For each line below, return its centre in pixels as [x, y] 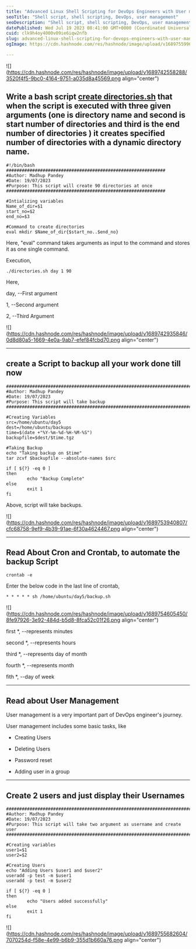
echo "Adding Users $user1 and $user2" [55, 871]
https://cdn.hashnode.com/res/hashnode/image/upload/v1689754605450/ [98, 614]
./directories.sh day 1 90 [39, 271]
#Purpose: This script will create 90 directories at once [79, 186]
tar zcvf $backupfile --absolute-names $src [61, 458]
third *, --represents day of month [47, 654]
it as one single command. [38, 249]
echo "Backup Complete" [56, 479]
